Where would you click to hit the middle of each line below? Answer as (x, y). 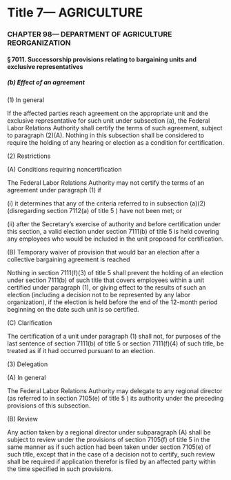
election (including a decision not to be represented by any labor (99, 294)
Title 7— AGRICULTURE (75, 13)
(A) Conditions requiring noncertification (64, 169)
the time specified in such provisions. (60, 469)
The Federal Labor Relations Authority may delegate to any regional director (115, 390)
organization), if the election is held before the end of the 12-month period (112, 302)
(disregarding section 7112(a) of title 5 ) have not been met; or (95, 210)
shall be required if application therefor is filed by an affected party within (111, 461)
